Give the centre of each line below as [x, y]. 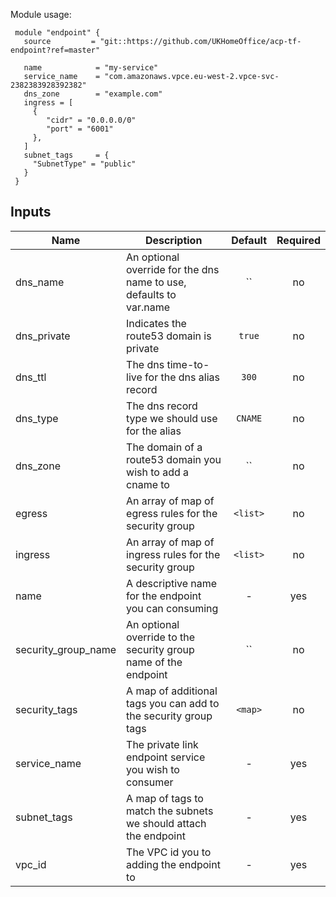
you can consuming [172, 608]
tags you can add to [173, 703]
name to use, [156, 282]
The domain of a [164, 447]
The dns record [162, 406]
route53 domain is [169, 336]
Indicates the [156, 323]
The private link [162, 744]
